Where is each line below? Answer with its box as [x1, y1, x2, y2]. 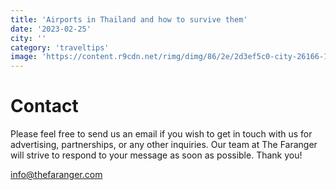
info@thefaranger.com [10, 169, 103, 181]
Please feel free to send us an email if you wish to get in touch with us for [10, 128, 313, 140]
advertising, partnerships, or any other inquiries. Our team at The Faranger [10, 139, 318, 151]
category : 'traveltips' [10, 42, 110, 53]
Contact [10, 95, 79, 118]
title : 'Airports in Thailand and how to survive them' [10, 14, 248, 25]
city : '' [10, 33, 47, 43]
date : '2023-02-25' [10, 24, 92, 34]
